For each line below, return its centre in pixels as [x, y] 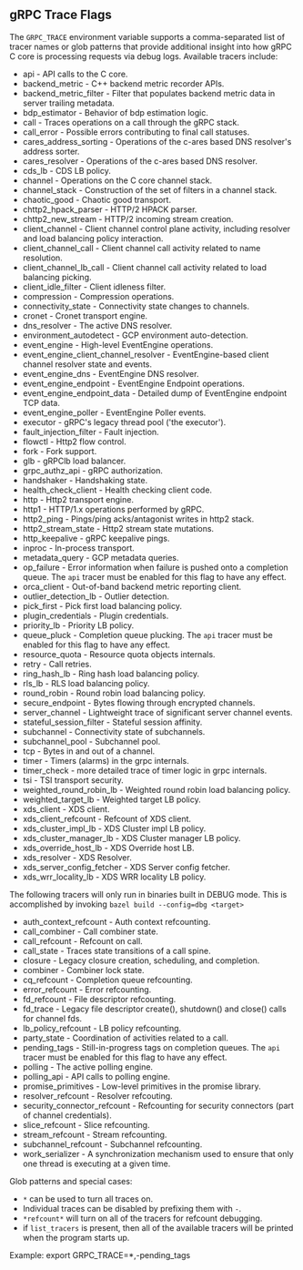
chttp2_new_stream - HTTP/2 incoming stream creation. [128, 218]
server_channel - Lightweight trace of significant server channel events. [157, 712]
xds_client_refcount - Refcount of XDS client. [107, 818]
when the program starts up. [76, 1237]
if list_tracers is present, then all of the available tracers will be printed [158, 1227]
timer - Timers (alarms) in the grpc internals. [106, 760]
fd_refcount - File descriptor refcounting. [99, 999]
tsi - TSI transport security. [73, 780]
